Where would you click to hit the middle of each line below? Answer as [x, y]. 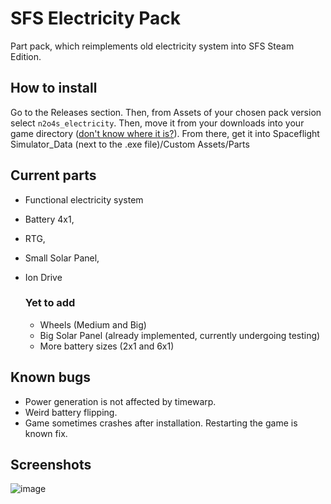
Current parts [53, 175]
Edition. [26, 56]
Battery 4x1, [49, 219]
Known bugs [51, 377]
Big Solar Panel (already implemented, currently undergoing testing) [180, 335]
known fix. [46, 433]
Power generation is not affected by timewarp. [120, 401]
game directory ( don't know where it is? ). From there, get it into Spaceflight [165, 133]
